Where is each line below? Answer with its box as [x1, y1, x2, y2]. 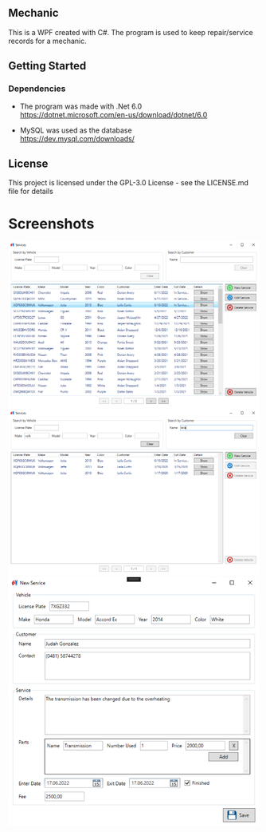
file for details [8, 187, 53, 196]
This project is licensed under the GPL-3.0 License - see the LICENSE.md [8, 178, 249, 188]
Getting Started [8, 59, 87, 73]
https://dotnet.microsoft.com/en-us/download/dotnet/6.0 [19, 109, 208, 119]
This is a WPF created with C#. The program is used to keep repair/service [8, 27, 253, 37]
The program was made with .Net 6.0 [19, 101, 143, 111]
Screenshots [8, 215, 95, 232]
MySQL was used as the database [19, 125, 133, 135]
